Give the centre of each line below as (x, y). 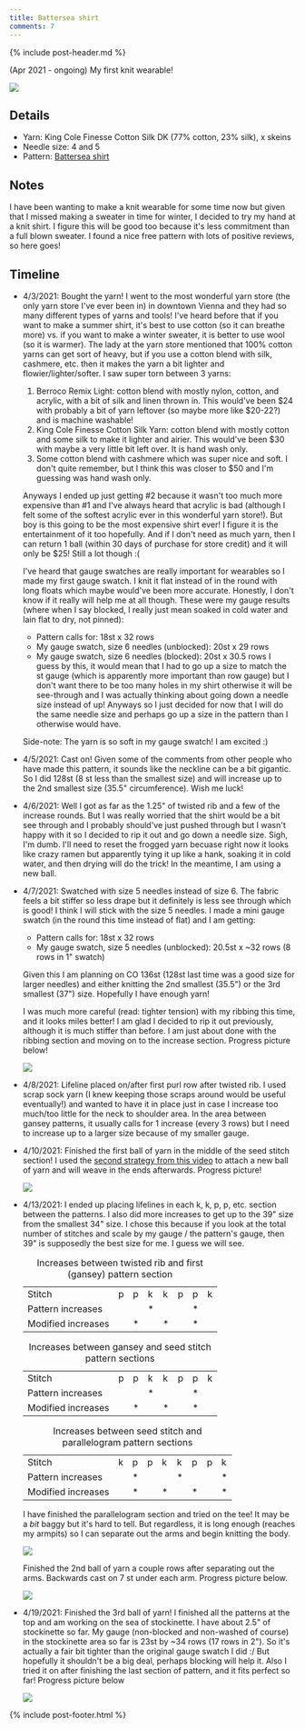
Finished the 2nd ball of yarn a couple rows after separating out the (148, 1568)
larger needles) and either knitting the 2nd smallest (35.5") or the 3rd (152, 984)
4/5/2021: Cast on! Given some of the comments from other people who (157, 759)
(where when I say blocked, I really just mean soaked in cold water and (155, 609)
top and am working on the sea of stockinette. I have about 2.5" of (146, 1622)
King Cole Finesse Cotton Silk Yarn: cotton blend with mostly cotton (162, 429)
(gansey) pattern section (120, 1274)
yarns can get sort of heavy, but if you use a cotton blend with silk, (147, 354)
